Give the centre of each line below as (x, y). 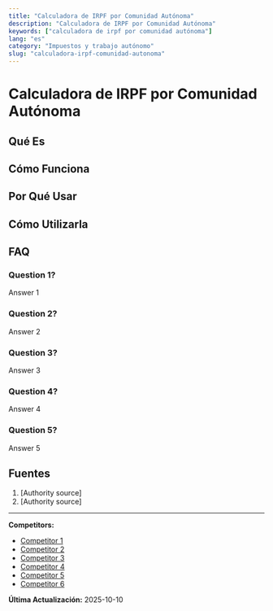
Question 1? (32, 275)
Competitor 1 (41, 541)
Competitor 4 (42, 567)
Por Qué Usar (43, 196)
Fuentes (30, 474)
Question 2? (33, 314)
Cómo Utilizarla (48, 224)
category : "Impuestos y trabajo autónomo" (81, 46)
